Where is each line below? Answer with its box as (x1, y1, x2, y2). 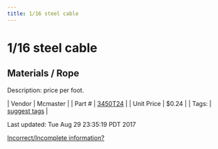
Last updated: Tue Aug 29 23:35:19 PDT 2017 (7, 120, 136, 128)
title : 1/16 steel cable (7, 10, 79, 17)
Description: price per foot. (7, 86, 84, 94)
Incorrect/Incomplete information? (7, 133, 105, 142)
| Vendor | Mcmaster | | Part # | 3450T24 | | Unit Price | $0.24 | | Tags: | (7, 99, 212, 107)
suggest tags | (7, 107, 48, 115)
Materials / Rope (7, 67, 80, 80)
